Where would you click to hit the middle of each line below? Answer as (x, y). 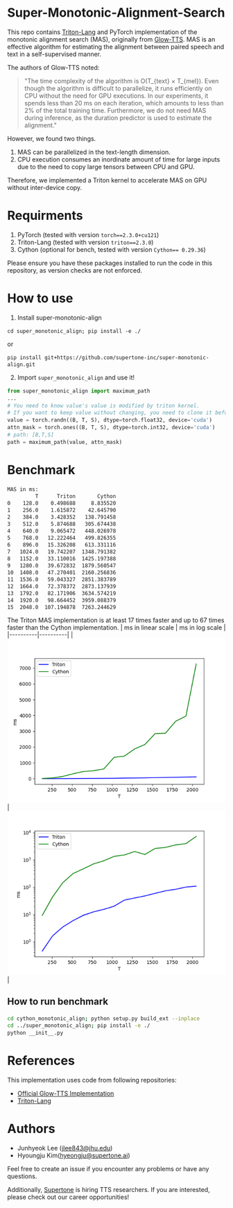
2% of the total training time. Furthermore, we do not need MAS (115, 110)
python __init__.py (35, 1033)
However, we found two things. (52, 138)
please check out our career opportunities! (68, 1197)
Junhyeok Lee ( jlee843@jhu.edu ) (65, 1148)
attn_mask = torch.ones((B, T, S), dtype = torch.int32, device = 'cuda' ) (111, 428)
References (41, 1061)
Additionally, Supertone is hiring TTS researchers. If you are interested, (109, 1190)
